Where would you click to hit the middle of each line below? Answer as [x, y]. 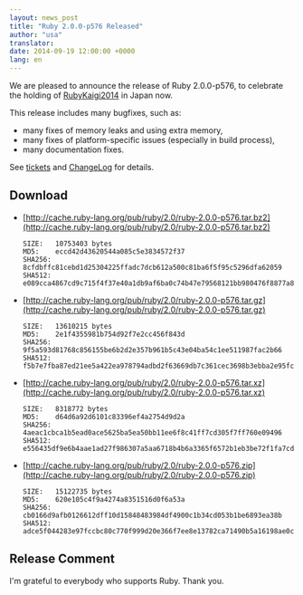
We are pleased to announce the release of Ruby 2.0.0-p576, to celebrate [146, 86]
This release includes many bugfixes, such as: [95, 113]
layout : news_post [44, 18]
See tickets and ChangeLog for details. [82, 167]
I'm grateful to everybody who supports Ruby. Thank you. [117, 581]
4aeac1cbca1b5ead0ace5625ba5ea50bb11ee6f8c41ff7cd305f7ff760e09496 [152, 432]
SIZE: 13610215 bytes [67, 326]
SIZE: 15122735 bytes [67, 491]
